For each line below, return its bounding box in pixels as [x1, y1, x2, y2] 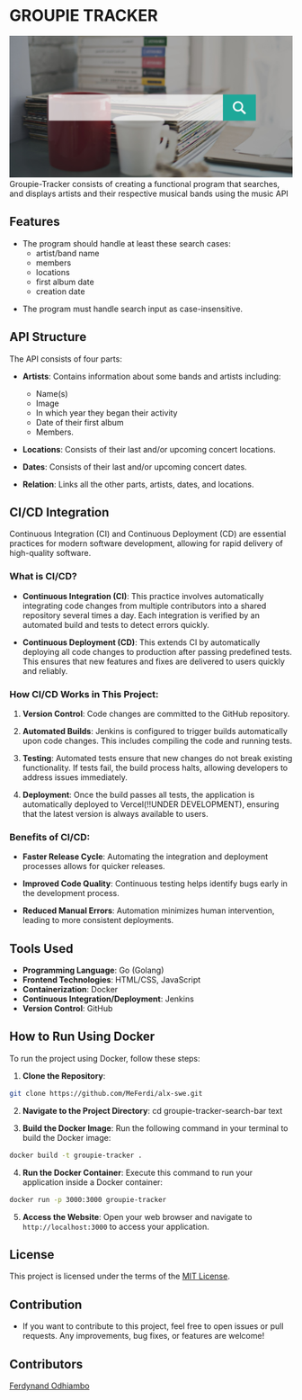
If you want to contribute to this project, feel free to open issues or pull [22, 1321, 284, 1332]
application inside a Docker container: [22, 1176, 164, 1188]
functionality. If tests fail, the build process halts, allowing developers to [22, 762, 289, 773]
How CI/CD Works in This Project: [9, 687, 159, 700]
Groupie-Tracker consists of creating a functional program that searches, [9, 178, 280, 189]
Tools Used [9, 941, 74, 956]
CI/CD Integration [9, 505, 110, 520]
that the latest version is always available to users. [22, 808, 209, 819]
